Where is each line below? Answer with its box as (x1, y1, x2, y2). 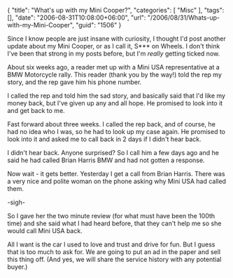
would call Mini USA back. (7, 227, 83, 234)
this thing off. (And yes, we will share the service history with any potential (7, 256, 222, 263)
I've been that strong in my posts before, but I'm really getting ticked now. (7, 49, 220, 58)
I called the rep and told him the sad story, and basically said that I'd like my (7, 91, 226, 100)
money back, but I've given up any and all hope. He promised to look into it (7, 99, 223, 107)
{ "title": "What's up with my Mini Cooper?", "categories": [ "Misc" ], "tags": (7, 6, 225, 14)
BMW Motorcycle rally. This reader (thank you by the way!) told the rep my (7, 70, 223, 79)
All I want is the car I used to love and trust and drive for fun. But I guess (7, 240, 216, 249)
